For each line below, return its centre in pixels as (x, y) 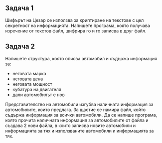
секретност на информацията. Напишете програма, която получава (78, 25)
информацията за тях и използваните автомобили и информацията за (80, 131)
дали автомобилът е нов (38, 95)
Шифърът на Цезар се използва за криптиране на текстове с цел (75, 20)
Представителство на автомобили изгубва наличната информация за (79, 104)
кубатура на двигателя (37, 89)
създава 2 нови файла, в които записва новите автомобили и (71, 125)
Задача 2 (20, 47)
